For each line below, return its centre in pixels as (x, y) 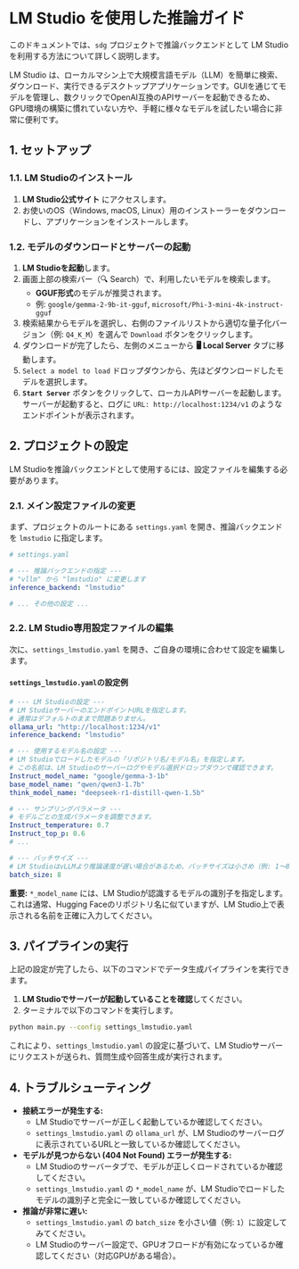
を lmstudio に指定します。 (58, 538)
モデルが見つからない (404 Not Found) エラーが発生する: (127, 1156)
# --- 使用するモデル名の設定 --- (66, 751)
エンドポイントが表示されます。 (81, 415)
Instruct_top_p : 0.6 (48, 834)
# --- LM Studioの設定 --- (57, 701)
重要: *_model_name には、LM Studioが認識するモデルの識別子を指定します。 (148, 892)
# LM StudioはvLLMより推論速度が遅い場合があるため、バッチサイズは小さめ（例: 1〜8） (153, 867)
